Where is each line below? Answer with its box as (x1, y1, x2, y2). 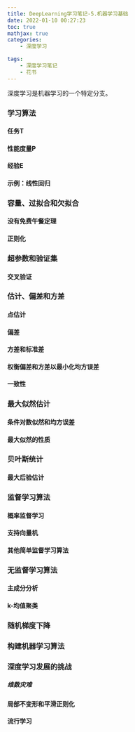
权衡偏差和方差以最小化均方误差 (7, 362, 99, 371)
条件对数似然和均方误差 (7, 417, 75, 426)
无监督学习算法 (7, 565, 58, 575)
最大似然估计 (7, 399, 51, 409)
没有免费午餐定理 (7, 217, 57, 226)
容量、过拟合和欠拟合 (7, 198, 79, 208)
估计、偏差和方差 (7, 292, 65, 301)
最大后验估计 (7, 473, 44, 482)
